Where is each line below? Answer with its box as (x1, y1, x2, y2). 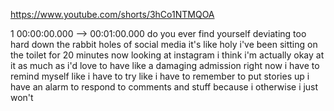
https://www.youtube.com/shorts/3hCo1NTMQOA (10, 9, 215, 20)
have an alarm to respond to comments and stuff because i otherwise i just (10, 81, 319, 93)
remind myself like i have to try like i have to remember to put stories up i (10, 70, 310, 82)
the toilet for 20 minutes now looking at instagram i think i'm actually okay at (10, 49, 325, 61)
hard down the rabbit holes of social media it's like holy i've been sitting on (10, 39, 318, 50)
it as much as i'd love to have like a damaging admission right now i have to (10, 60, 320, 71)
